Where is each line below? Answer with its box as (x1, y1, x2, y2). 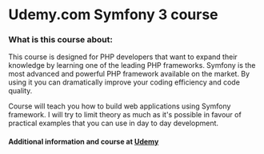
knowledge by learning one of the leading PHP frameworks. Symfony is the (8, 61, 256, 70)
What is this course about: (8, 34, 114, 45)
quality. (8, 86, 33, 96)
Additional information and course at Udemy (8, 137, 159, 147)
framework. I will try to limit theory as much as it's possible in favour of (8, 110, 242, 120)
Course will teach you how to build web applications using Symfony (8, 101, 231, 111)
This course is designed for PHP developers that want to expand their (8, 52, 238, 61)
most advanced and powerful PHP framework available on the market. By (8, 69, 250, 79)
